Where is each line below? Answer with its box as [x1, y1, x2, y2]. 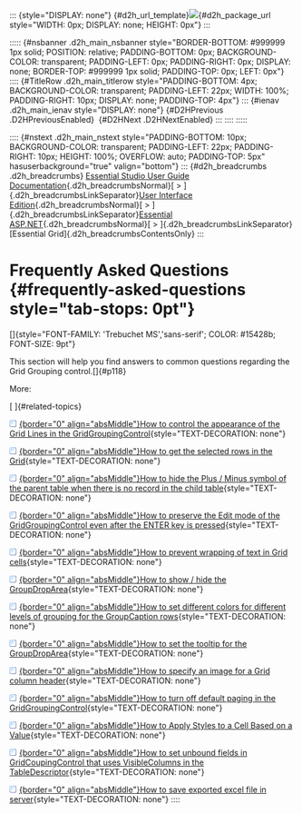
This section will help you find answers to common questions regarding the [9, 355, 290, 367]
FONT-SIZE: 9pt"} [9, 338, 76, 349]
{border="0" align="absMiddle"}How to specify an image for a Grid [19, 665, 270, 676]
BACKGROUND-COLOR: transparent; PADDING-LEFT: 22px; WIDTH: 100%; [9, 85, 289, 95]
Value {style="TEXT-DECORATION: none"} [9, 730, 166, 740]
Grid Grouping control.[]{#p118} [9, 365, 127, 376]
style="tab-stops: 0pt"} [9, 299, 196, 320]
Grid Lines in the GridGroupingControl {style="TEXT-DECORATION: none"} [9, 428, 287, 439]
